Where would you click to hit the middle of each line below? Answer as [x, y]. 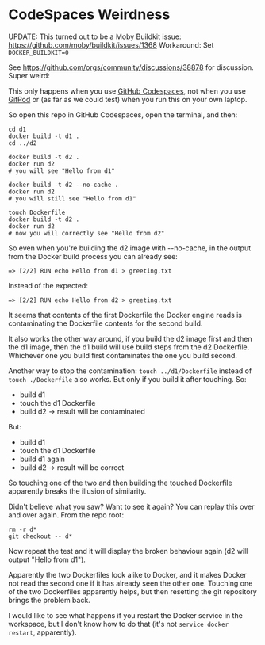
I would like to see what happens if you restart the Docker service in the [126, 615]
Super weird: [29, 75]
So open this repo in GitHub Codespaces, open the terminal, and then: [123, 114]
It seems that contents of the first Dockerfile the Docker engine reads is [125, 315]
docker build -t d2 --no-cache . [63, 185]
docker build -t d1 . [44, 136]
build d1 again [42, 459]
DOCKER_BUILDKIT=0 [38, 52]
